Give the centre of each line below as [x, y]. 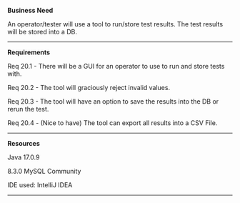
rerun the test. [28, 109]
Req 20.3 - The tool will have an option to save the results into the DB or [113, 101]
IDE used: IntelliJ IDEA [40, 185]
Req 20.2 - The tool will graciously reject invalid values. [89, 88]
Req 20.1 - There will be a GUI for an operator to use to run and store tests [116, 66]
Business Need [30, 10]
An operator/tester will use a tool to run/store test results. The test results [115, 24]
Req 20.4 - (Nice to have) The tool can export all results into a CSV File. [112, 123]
